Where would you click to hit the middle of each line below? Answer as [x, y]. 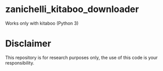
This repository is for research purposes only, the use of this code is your [82, 57]
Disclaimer [28, 44]
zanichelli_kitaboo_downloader [72, 9]
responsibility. [20, 63]
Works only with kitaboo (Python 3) [42, 23]
